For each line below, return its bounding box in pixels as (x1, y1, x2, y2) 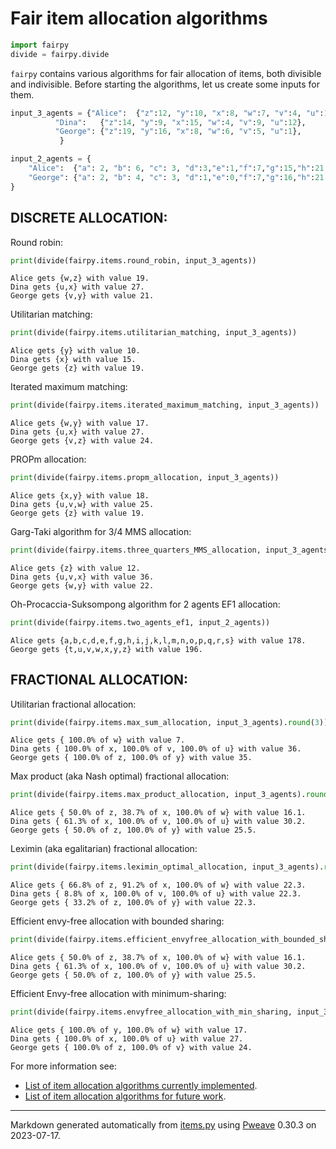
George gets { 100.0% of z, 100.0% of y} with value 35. (10, 753, 253, 763)
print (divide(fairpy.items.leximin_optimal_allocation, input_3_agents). (10, 862, 325, 872)
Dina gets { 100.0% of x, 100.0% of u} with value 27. (10, 1033, 244, 1044)
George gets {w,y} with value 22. (10, 580, 155, 591)
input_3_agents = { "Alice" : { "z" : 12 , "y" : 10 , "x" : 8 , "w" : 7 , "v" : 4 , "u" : (10, 108, 325, 118)
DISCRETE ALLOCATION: (10, 210, 168, 227)
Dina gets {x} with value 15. (10, 355, 137, 365)
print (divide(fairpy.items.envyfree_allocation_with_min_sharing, (10, 1007, 293, 1017)
